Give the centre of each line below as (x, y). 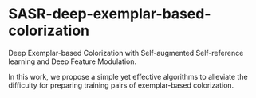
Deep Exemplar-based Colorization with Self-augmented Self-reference (126, 53)
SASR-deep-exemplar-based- (110, 14)
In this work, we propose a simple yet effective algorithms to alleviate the (128, 76)
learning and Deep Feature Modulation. (73, 61)
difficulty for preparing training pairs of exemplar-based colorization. (121, 85)
